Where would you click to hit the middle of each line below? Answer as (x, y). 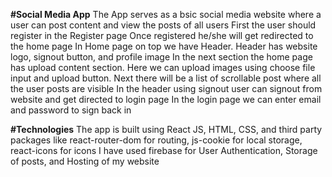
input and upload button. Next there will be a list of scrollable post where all (166, 78)
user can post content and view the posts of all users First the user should (163, 25)
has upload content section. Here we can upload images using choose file (163, 67)
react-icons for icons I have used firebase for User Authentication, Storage (164, 150)
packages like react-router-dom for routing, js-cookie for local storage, (156, 140)
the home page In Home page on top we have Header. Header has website (164, 46)
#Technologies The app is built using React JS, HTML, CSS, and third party (166, 129)
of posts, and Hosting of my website (85, 161)
